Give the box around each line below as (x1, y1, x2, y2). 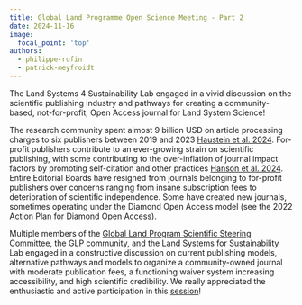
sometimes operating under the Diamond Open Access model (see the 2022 (9, 201, 293, 211)
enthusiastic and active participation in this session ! (9, 285, 201, 296)
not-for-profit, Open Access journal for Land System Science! (36, 107, 266, 118)
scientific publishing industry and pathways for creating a (9, 97, 224, 108)
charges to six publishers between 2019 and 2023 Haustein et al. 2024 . (9, 134, 275, 145)
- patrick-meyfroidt (17, 64, 95, 73)
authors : (9, 47, 42, 56)
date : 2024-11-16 (9, 22, 75, 31)
